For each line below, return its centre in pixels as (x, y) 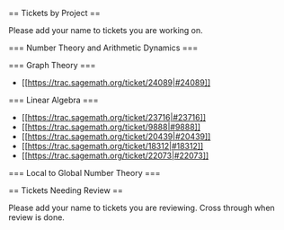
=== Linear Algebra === (53, 100)
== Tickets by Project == (54, 13)
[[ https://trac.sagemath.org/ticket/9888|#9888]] (111, 127)
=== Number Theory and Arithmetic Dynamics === (103, 48)
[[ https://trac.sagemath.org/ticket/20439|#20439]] (116, 137)
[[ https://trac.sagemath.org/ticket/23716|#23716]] (114, 117)
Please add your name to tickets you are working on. (106, 30)
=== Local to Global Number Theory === (84, 173)
